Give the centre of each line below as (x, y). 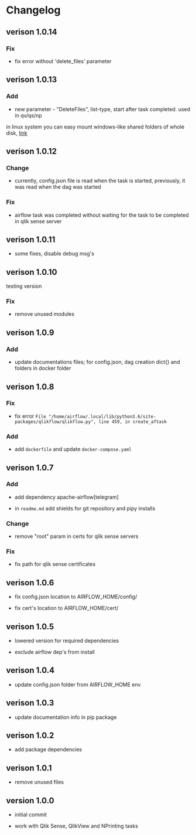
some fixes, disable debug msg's (54, 254)
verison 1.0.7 (30, 467)
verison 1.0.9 (30, 333)
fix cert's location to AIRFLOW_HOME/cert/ (66, 608)
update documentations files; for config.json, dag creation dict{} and (97, 362)
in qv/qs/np (28, 115)
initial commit (30, 814)
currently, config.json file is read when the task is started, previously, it (100, 181)
